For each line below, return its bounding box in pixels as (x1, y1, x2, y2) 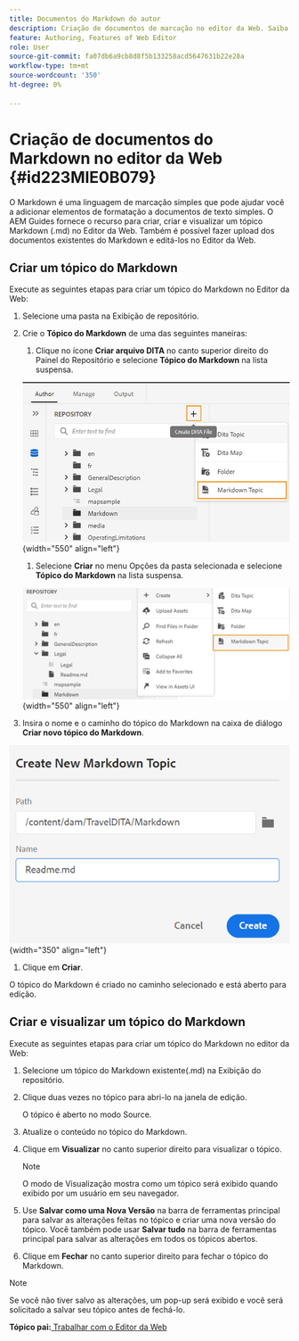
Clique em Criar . (21, 962, 83, 973)
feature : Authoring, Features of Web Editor (9, 33, 177, 42)
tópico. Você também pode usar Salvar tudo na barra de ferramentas (21, 1223, 278, 1235)
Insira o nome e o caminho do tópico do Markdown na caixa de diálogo (21, 718, 283, 729)
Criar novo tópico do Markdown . (21, 727, 144, 738)
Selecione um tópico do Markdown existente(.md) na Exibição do (21, 1064, 262, 1075)
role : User (9, 43, 50, 52)
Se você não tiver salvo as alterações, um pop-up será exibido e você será (9, 1295, 283, 1305)
